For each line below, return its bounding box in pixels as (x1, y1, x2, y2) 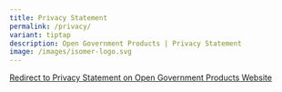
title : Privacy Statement (9, 13, 107, 23)
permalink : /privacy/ (9, 22, 92, 31)
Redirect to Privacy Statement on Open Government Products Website (9, 72, 273, 83)
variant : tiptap (9, 30, 71, 39)
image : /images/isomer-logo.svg (9, 47, 132, 56)
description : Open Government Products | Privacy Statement (9, 38, 243, 48)
